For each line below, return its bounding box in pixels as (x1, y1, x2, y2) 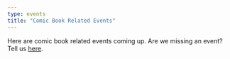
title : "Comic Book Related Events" (7, 17, 116, 24)
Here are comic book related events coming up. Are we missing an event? (7, 36, 224, 45)
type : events (7, 10, 46, 18)
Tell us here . (7, 44, 44, 53)
